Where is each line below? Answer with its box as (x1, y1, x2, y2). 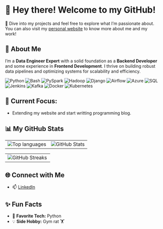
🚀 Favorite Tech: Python (12, 213, 62, 219)
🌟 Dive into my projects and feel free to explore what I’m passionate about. (5, 20, 155, 26)
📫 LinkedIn (12, 184, 36, 190)
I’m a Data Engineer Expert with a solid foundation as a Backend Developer (5, 58, 157, 64)
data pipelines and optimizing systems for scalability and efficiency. (5, 68, 141, 74)
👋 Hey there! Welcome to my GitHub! (5, 4, 156, 16)
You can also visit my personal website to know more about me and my (5, 25, 147, 31)
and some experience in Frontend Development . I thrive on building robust (5, 63, 156, 69)
